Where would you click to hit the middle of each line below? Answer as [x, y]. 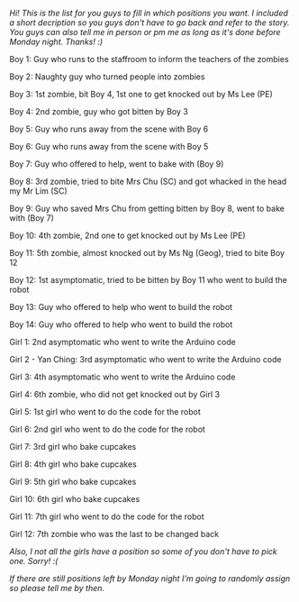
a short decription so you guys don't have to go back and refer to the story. [149, 23]
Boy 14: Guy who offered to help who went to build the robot [121, 324]
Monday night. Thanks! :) [56, 41]
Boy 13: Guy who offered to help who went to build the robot [121, 307]
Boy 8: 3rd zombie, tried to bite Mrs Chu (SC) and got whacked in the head [148, 181]
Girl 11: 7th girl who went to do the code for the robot [107, 516]
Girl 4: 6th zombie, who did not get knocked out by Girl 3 [115, 394]
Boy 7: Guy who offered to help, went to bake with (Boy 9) [117, 164]
